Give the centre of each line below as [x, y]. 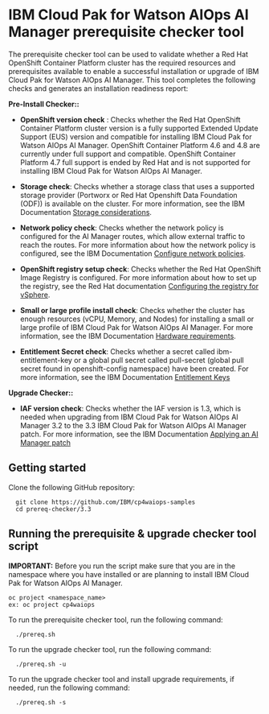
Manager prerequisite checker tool [126, 32]
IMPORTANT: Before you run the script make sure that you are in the [122, 566]
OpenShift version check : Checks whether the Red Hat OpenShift [130, 119]
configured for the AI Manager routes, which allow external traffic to [132, 236]
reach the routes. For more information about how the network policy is [138, 245]
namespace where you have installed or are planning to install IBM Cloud [129, 574]
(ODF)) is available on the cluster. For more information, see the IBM [132, 204]
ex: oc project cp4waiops [51, 605]
